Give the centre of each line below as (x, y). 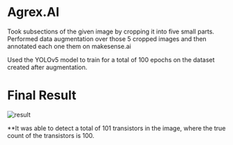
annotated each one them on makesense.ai (69, 46)
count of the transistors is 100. (51, 135)
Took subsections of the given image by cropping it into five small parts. (111, 31)
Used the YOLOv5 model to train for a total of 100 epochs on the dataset (111, 59)
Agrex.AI (33, 12)
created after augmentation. (47, 67)
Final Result (42, 96)
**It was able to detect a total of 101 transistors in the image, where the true (116, 128)
